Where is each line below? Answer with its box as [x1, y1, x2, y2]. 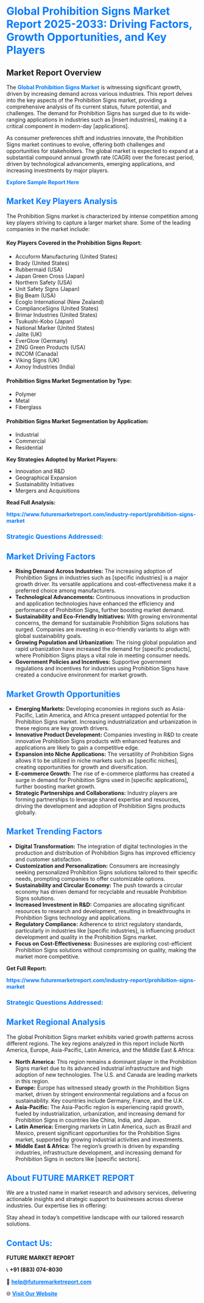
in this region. [15, 1077, 50, 1085]
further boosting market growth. [15, 783, 96, 790]
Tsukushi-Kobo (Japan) [15, 318, 74, 325]
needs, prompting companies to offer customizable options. [15, 875, 166, 882]
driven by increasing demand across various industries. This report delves [6, 90, 193, 97]
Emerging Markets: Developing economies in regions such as [15, 705, 171, 712]
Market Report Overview [6, 67, 102, 77]
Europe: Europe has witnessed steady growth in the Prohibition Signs [15, 1084, 190, 1091]
